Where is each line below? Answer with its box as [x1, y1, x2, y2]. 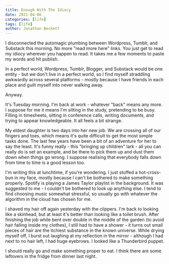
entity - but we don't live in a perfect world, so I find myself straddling [5, 71, 150, 77]
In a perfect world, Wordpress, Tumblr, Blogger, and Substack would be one [5, 66, 163, 72]
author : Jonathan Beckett [5, 26, 60, 31]
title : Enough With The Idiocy [5, 7, 71, 13]
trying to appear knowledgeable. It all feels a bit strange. [5, 118, 123, 124]
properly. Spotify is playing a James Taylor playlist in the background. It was [5, 180, 164, 186]
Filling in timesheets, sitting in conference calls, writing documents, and [5, 112, 154, 119]
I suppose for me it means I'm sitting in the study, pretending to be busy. [5, 107, 156, 113]
